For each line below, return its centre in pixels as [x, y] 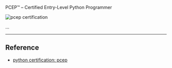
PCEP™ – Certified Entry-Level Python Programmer [59, 7]
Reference [22, 48]
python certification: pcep [40, 60]
